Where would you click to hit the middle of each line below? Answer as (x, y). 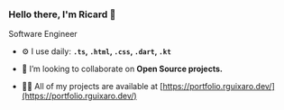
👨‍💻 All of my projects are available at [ (92, 87)
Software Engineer (43, 34)
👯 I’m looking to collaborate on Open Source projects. (122, 69)
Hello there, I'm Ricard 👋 (62, 14)
